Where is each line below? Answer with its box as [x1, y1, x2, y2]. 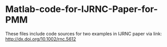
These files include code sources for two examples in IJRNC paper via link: [5, 30, 162, 36]
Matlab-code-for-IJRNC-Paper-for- [5, 3, 158, 15]
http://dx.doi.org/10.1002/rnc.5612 [5, 36, 76, 42]
